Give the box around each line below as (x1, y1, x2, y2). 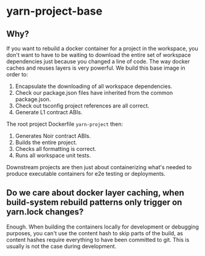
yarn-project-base (6, 4, 103, 18)
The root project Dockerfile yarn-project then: (6, 120, 124, 128)
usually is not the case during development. (6, 243, 117, 250)
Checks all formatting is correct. (15, 145, 97, 152)
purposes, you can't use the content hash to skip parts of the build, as (6, 229, 184, 236)
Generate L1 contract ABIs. (15, 109, 83, 115)
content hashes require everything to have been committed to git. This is (6, 236, 190, 243)
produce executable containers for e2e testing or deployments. (6, 170, 166, 177)
